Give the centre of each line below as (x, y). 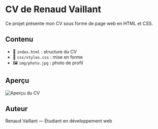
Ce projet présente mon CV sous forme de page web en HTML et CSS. (79, 23)
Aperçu (17, 80)
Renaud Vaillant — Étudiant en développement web (59, 121)
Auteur (17, 108)
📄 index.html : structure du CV (45, 51)
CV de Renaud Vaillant (53, 9)
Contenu (19, 39)
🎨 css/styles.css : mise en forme (48, 57)
